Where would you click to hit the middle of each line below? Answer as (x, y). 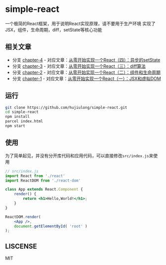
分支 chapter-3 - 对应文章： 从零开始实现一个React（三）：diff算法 (79, 66)
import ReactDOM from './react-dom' (43, 180)
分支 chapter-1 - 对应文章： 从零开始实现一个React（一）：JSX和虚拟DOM (86, 79)
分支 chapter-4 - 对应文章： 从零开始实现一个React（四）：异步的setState (86, 60)
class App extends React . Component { (44, 189)
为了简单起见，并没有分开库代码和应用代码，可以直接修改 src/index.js (77, 156)
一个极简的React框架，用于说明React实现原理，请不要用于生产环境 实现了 (81, 23)
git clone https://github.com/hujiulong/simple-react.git (66, 107)
